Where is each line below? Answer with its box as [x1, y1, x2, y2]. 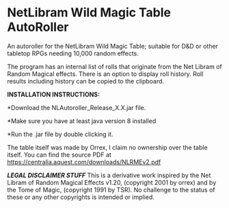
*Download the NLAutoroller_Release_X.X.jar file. [7, 103, 146, 112]
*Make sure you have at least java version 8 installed [7, 116, 157, 125]
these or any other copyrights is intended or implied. [7, 193, 155, 201]
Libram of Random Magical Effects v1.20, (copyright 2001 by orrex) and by [7, 178, 217, 186]
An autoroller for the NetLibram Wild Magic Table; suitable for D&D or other [7, 42, 219, 50]
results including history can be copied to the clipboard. [7, 77, 165, 85]
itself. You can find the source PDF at [7, 151, 111, 159]
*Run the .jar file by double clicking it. [7, 130, 114, 138]
